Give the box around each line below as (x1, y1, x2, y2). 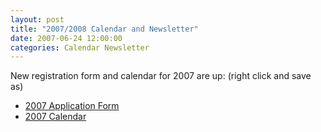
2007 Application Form (24, 100, 120, 112)
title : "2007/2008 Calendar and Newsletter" (10, 24, 199, 34)
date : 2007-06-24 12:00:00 (10, 33, 123, 43)
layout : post (10, 14, 65, 25)
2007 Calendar (24, 111, 87, 123)
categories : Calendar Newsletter (10, 42, 150, 53)
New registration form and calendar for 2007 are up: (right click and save (10, 70, 312, 82)
